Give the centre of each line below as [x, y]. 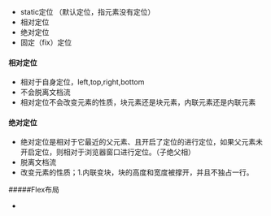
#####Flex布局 [34, 190]
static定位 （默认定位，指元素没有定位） [87, 12]
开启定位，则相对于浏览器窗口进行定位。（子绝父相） [107, 152]
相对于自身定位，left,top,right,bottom [82, 82]
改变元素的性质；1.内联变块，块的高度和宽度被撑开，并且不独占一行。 [137, 172]
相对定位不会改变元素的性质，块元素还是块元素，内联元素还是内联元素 [138, 102]
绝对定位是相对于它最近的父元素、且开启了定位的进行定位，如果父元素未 [141, 142]
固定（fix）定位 [46, 42]
